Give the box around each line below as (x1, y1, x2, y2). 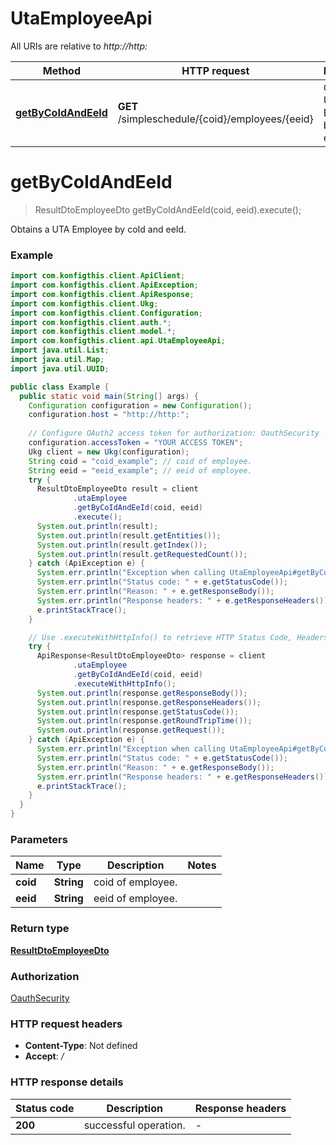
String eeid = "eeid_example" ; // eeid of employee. (28, 465, 253, 476)
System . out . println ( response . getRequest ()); (36, 725, 226, 736)
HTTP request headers (10, 1017, 123, 1031)
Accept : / (24, 1050, 65, 1062)
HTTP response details (10, 1075, 124, 1089)
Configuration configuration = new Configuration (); (28, 400, 253, 411)
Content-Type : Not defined (24, 1040, 138, 1052)
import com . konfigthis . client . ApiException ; (10, 280, 199, 291)
